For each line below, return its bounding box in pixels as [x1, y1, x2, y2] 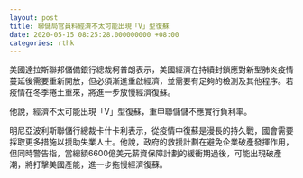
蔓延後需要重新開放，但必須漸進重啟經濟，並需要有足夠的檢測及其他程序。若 [9, 76, 294, 87]
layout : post [9, 13, 59, 23]
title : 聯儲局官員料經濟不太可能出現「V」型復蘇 [9, 22, 170, 31]
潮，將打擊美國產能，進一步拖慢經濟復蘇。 [9, 159, 168, 170]
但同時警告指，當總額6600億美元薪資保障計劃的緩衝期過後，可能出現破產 [9, 148, 282, 159]
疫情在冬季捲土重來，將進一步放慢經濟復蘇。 [9, 87, 176, 98]
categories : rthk [9, 38, 75, 48]
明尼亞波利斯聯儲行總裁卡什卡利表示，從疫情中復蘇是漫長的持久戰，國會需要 [9, 126, 294, 136]
